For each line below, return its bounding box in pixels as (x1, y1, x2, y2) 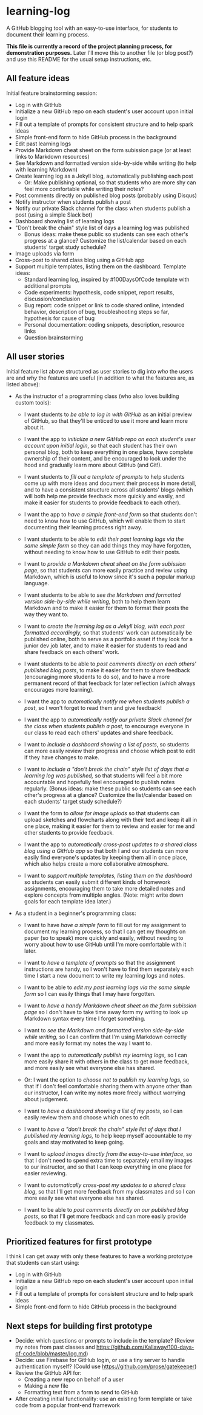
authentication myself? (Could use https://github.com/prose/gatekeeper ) (15, 1363, 197, 1370)
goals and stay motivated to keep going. (24, 1138, 125, 1146)
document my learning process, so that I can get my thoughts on (24, 928, 186, 935)
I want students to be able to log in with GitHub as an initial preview (24, 411, 192, 418)
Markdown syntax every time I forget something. (24, 1015, 145, 1022)
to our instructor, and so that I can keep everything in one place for (24, 1163, 191, 1170)
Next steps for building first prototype (6, 1321, 153, 1331)
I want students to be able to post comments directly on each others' (24, 660, 197, 667)
